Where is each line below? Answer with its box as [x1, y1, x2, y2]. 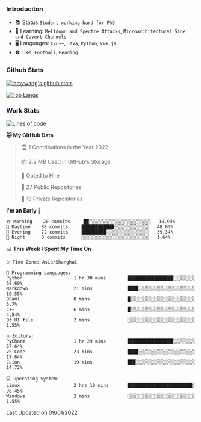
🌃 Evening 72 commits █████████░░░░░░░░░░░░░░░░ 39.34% [6, 229, 173, 235]
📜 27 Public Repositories [20, 183, 82, 191]
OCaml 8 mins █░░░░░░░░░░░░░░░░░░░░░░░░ [6, 296, 196, 302]
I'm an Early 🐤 [6, 206, 42, 214]
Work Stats [6, 106, 40, 114]
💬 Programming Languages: [6, 270, 71, 276]
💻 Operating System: [6, 376, 60, 382]
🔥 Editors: [6, 333, 34, 339]
